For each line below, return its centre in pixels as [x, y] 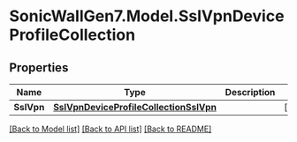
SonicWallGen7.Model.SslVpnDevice [147, 16]
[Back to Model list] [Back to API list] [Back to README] [110, 129]
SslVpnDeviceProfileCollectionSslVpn [134, 107]
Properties [39, 67]
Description [250, 92]
